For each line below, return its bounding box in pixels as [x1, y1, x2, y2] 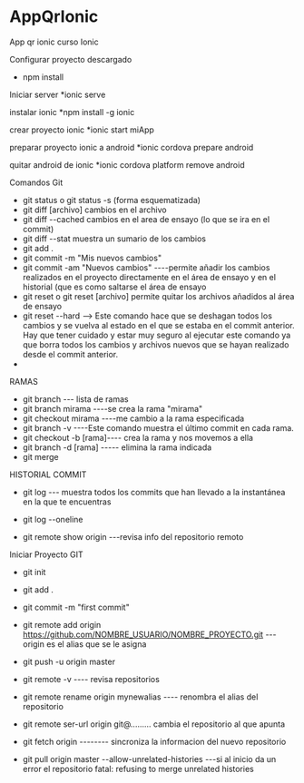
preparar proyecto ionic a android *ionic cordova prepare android [9, 142, 254, 152]
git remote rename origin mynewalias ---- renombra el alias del [22, 691, 259, 702]
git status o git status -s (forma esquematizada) [22, 194, 201, 205]
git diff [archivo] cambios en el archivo [22, 204, 167, 215]
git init [22, 566, 46, 577]
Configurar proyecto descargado [9, 54, 132, 64]
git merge [22, 451, 59, 462]
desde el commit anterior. [22, 348, 119, 359]
